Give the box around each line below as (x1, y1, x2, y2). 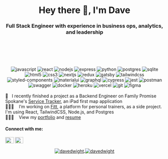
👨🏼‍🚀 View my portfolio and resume (5, 114, 81, 120)
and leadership (65, 29, 104, 36)
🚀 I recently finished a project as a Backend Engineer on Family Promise (5, 93, 157, 99)
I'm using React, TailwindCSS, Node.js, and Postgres (5, 109, 114, 115)
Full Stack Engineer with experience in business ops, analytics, (6, 23, 163, 30)
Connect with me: (5, 125, 44, 132)
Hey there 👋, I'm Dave (38, 5, 131, 16)
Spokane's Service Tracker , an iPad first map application (5, 98, 123, 104)
